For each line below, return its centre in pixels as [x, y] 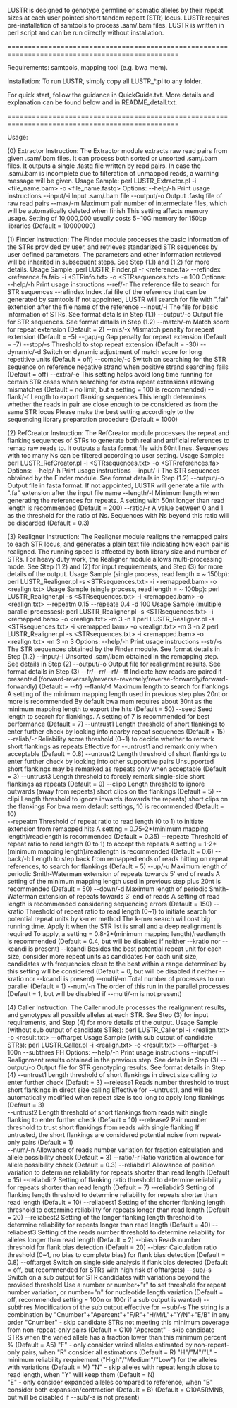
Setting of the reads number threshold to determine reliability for [132, 1232]
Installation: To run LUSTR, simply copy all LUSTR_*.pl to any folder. [105, 81]
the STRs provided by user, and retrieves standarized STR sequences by [113, 247]
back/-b [19, 859]
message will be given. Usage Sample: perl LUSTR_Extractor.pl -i [102, 181]
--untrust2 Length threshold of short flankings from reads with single [108, 1112]
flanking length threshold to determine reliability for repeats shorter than [112, 1195]
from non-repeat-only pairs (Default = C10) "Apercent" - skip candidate [111, 1330]
